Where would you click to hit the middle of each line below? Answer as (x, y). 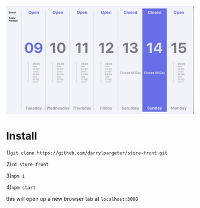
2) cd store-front (27, 164)
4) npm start (21, 187)
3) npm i (15, 175)
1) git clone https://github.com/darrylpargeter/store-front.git (87, 153)
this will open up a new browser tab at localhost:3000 (72, 198)
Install (22, 136)
